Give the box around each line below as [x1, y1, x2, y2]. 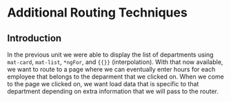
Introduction [7, 32, 62, 44]
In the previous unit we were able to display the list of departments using [7, 50, 214, 59]
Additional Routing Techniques [7, 5, 188, 21]
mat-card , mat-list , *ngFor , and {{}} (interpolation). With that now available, [7, 58, 223, 66]
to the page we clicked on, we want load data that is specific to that [7, 80, 199, 88]
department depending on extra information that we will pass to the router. [7, 88, 219, 95]
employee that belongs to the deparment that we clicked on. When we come [7, 72, 224, 81]
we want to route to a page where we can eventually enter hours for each [7, 65, 216, 73]
